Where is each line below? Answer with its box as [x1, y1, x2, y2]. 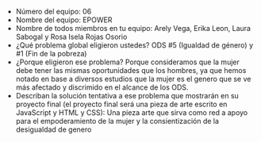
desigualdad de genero [15, 125, 92, 134]
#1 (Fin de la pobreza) [15, 49, 87, 58]
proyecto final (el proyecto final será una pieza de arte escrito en [15, 99, 228, 109]
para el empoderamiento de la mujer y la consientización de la [15, 117, 220, 125]
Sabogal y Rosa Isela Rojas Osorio [15, 32, 128, 41]
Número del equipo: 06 [15, 7, 92, 16]
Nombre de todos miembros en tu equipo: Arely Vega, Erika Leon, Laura [15, 24, 251, 33]
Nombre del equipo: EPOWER [15, 15, 113, 25]
